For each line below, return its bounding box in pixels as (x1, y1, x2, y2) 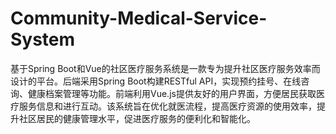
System (10, 28, 76, 51)
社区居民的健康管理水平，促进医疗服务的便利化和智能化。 (18, 112, 256, 124)
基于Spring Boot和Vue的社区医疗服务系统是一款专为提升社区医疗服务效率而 (10, 62, 321, 74)
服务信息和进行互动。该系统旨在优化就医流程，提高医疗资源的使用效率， (18, 100, 317, 112)
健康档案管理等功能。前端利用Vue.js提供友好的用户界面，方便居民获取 (27, 87, 317, 99)
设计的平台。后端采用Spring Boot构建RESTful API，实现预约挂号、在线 (10, 75, 302, 87)
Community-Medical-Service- (10, 7, 268, 30)
